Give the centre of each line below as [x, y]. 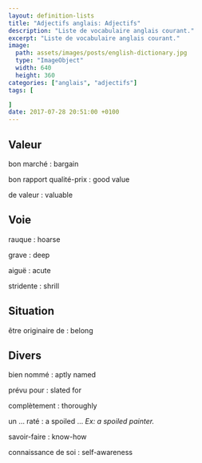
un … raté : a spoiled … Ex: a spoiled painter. [81, 421]
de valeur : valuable [41, 195]
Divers [25, 355]
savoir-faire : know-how [48, 437]
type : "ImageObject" [50, 61]
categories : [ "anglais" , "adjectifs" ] [73, 83]
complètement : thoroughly [53, 406]
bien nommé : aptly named [52, 375]
